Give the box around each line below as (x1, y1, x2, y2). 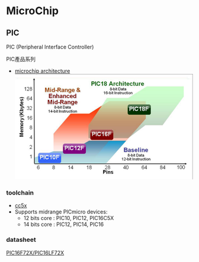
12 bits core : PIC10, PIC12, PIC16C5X (23, 215, 114, 222)
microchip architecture (14, 67, 70, 75)
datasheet (6, 235, 37, 244)
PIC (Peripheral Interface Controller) (6, 43, 94, 50)
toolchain (6, 189, 34, 196)
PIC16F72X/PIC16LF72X (6, 249, 65, 256)
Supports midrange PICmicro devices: (14, 208, 108, 215)
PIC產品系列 (6, 56, 36, 63)
